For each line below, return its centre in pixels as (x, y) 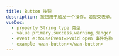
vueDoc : (16, 22)
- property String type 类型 (46, 28)
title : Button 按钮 (29, 11)
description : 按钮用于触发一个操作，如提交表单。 (60, 17)
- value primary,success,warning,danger (61, 33)
